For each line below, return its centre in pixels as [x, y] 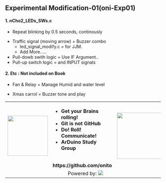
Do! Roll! [71, 129]
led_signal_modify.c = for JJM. [51, 46]
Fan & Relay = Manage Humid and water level [59, 84]
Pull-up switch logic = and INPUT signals [54, 62]
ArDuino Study [79, 142]
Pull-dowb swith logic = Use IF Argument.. [55, 57]
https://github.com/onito [82, 165]
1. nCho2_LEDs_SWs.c [28, 20]
